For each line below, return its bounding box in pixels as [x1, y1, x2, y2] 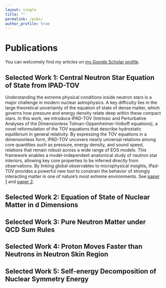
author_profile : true [5, 21, 50, 26]
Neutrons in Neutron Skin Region [5, 250, 109, 259]
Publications [5, 43, 58, 54]
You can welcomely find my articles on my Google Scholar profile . [5, 59, 140, 65]
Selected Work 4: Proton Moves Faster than [5, 242, 143, 251]
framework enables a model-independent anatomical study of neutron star [5, 152, 158, 158]
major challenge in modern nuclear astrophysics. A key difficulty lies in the [5, 100, 158, 105]
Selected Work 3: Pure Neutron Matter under [5, 217, 146, 226]
